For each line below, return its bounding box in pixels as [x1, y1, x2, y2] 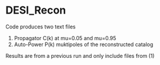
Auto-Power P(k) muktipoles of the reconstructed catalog [14, 41, 154, 48]
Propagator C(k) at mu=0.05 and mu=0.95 [14, 34, 116, 41]
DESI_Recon [5, 4, 66, 17]
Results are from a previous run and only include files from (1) [5, 52, 155, 59]
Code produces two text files [5, 23, 76, 30]
